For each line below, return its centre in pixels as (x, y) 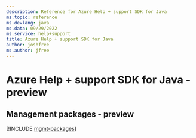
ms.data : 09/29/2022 (32, 28)
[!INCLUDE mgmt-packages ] (41, 128)
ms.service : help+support (38, 34)
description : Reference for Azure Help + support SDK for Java (87, 12)
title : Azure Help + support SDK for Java (60, 39)
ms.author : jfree (28, 51)
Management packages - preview (70, 115)
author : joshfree (28, 45)
